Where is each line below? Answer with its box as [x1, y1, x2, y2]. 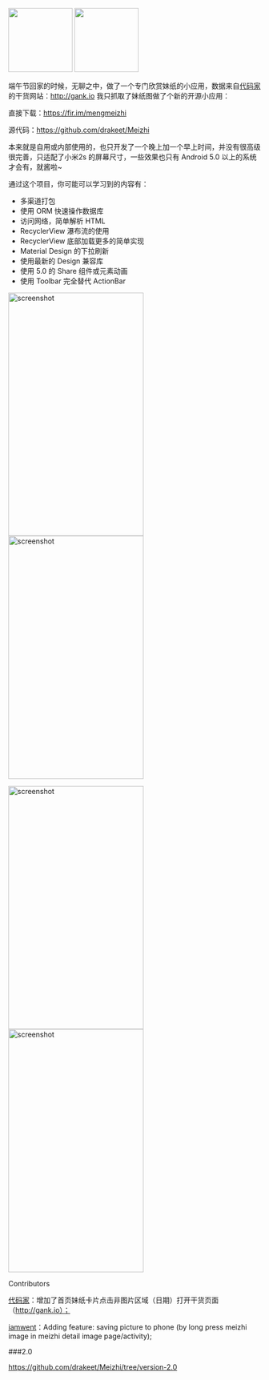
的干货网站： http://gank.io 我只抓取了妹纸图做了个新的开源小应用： [8, 91, 231, 100]
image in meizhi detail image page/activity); [8, 1331, 152, 1341]
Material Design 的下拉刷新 [19, 247, 110, 255]
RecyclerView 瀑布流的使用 [19, 227, 110, 235]
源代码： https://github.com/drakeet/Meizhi [8, 125, 150, 134]
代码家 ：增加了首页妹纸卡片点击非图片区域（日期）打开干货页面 [8, 1295, 219, 1305]
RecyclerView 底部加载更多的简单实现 [19, 236, 145, 246]
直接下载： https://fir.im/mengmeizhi [8, 108, 126, 118]
